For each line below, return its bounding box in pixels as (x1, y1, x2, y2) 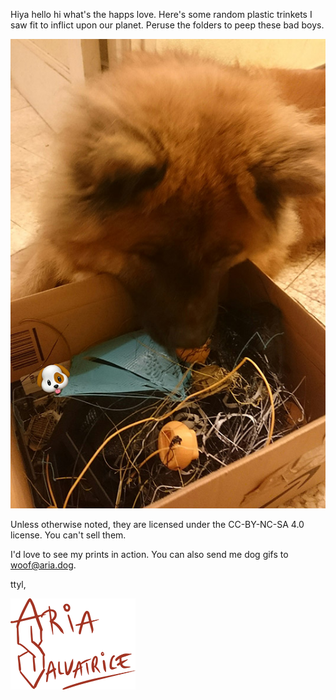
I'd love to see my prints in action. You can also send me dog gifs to (10, 548, 289, 560)
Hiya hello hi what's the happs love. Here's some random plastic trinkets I (10, 9, 313, 20)
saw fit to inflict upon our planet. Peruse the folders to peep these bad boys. (10, 19, 325, 31)
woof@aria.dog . (10, 559, 77, 571)
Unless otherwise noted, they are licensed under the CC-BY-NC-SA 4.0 (10, 518, 305, 530)
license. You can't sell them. (10, 529, 127, 541)
